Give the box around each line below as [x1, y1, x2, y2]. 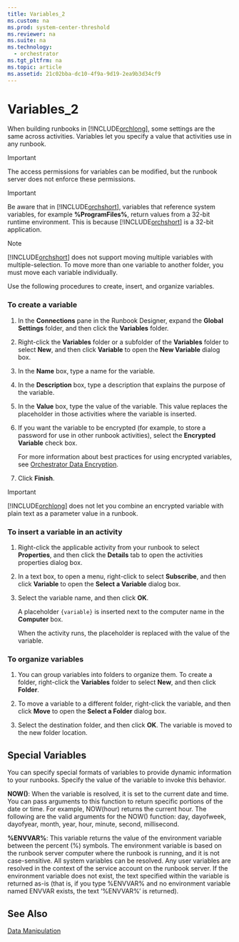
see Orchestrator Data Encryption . [17, 460, 119, 469]
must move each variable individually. [7, 269, 118, 277]
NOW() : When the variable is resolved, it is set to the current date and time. [7, 790, 229, 798]
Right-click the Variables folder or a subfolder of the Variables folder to [17, 337, 230, 346]
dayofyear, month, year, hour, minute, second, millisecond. [7, 820, 180, 828]
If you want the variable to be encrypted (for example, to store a [17, 423, 206, 432]
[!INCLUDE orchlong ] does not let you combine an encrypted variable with [7, 501, 224, 510]
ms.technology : [7, 44, 53, 51]
